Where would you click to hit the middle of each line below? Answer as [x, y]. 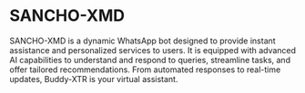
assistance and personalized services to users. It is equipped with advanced [153, 50]
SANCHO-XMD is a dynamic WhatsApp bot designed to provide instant [142, 41]
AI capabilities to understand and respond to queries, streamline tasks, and [150, 60]
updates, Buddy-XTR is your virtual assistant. [94, 79]
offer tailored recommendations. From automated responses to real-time [145, 70]
